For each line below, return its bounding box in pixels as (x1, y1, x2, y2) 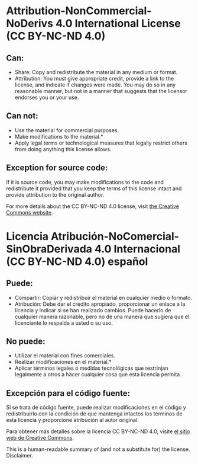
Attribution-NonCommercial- (6, 4, 152, 18)
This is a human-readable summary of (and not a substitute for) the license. (6, 446, 190, 453)
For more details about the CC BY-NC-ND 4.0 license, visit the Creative (6, 203, 179, 210)
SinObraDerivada (6, 242, 93, 255)
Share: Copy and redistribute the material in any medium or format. (14, 69, 178, 75)
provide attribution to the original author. (6, 191, 105, 198)
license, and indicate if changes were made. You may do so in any (14, 81, 176, 88)
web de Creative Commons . (6, 434, 74, 441)
